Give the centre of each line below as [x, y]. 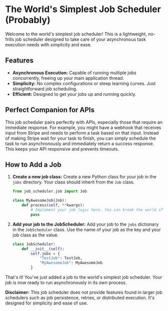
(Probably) [28, 20]
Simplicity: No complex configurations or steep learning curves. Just [84, 83]
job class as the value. [35, 235]
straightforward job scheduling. [45, 89]
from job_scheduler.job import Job [50, 192]
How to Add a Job [33, 165]
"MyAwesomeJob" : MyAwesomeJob [71, 263]
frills [10, 39]
